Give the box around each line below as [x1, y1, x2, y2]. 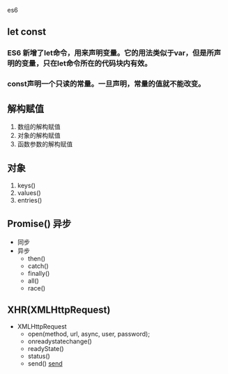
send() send [27, 359, 63, 368]
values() [17, 188, 41, 197]
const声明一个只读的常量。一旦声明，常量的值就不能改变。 [7, 79, 206, 89]
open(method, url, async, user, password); [27, 330, 150, 338]
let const [7, 26, 47, 38]
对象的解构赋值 [17, 132, 61, 140]
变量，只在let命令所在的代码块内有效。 [21, 59, 152, 68]
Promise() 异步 [7, 218, 72, 230]
